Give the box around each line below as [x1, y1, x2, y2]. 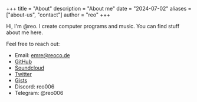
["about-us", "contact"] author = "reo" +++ [6, 11, 111, 18]
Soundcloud [14, 64, 44, 71]
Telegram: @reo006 [14, 90, 64, 96]
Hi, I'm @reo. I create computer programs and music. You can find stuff [6, 23, 180, 29]
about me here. [6, 29, 43, 36]
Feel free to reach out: [6, 41, 60, 47]
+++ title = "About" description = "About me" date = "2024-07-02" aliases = [6, 5, 192, 12]
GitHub [14, 58, 32, 65]
